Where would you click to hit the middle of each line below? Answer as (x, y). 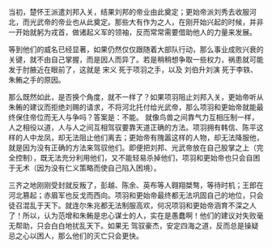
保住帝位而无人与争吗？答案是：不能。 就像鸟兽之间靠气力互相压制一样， (137, 117)
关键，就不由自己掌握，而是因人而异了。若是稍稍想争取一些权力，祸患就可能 (136, 60)
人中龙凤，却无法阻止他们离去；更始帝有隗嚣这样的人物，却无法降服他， (143, 137)
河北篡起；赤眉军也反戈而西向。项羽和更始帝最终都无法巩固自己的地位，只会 (136, 195)
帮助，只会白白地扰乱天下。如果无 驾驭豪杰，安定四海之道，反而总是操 (133, 226)
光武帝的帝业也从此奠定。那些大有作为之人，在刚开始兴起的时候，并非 (147, 22)
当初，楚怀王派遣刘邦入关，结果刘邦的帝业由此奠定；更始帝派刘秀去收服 (129, 12)
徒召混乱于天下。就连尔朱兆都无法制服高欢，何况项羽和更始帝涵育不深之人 (132, 205)
